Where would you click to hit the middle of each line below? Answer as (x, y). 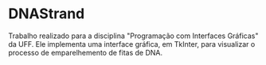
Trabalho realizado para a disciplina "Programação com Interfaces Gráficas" (133, 36)
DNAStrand (47, 14)
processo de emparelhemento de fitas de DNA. (86, 52)
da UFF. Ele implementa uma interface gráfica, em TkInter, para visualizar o (132, 44)
